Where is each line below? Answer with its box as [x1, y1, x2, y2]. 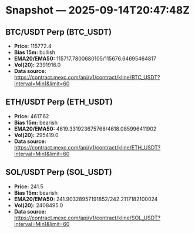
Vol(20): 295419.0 [14, 131, 59, 138]
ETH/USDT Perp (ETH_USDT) [5, 97, 113, 107]
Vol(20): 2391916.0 [14, 61, 61, 68]
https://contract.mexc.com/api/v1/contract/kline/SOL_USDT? [14, 214, 161, 221]
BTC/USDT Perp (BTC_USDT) [5, 27, 112, 37]
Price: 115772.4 [14, 42, 52, 49]
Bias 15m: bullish [14, 49, 55, 56]
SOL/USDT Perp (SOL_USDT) [5, 167, 112, 177]
